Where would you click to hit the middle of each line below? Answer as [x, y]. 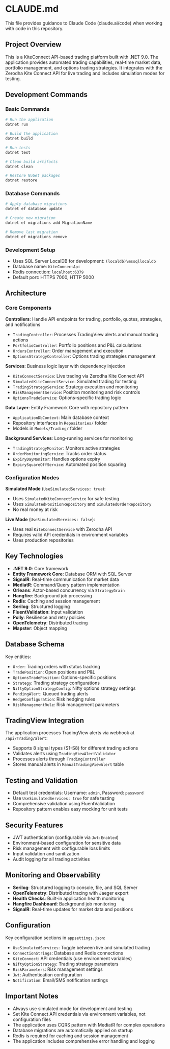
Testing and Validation [41, 780]
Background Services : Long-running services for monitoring [69, 438]
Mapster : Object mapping [40, 628]
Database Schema [35, 644]
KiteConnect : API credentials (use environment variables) [72, 958]
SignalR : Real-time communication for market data [66, 579]
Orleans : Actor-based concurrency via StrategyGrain [69, 590]
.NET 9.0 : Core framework [40, 568]
